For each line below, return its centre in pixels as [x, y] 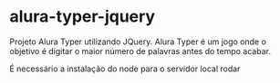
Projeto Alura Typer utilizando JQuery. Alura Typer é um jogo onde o [138, 41]
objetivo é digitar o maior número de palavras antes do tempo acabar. [140, 51]
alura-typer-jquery [83, 17]
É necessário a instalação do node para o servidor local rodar [125, 69]
